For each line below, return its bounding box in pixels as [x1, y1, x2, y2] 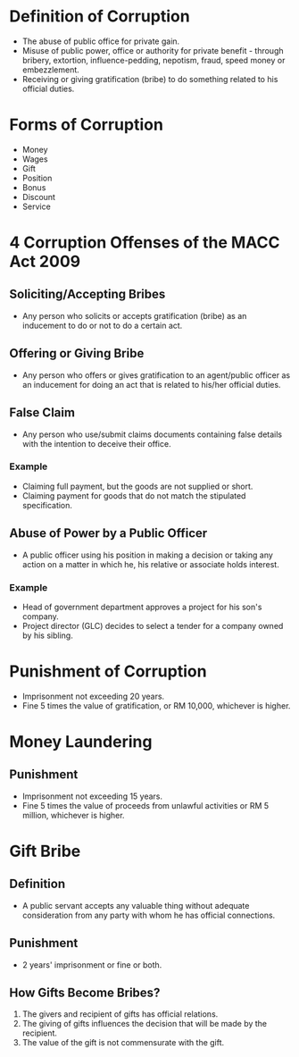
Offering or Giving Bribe [9, 346, 145, 361]
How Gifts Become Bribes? [9, 986, 161, 1001]
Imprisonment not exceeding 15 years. [21, 791, 163, 801]
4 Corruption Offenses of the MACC [9, 232, 280, 253]
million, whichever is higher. [21, 810, 125, 820]
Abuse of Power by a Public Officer [9, 525, 208, 541]
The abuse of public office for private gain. [21, 36, 180, 46]
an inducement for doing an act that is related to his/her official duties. [21, 379, 281, 390]
